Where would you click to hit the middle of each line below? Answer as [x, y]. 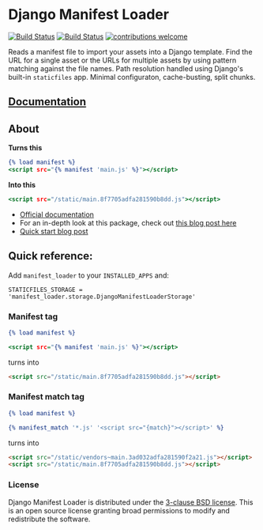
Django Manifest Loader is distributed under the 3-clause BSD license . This [131, 502]
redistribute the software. [49, 519]
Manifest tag [33, 316]
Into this [22, 184]
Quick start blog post [54, 231]
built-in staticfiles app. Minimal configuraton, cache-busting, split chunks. [132, 77]
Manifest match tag [47, 397]
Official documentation [57, 214]
